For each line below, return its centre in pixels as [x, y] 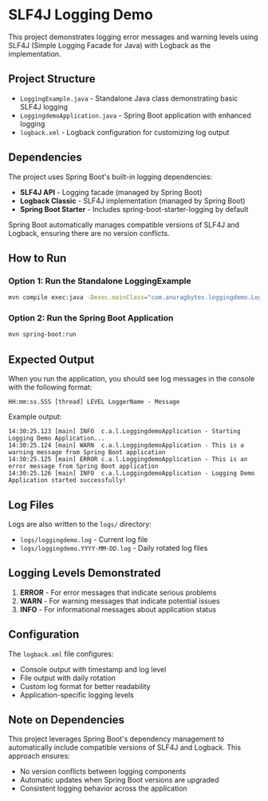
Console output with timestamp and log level [93, 669]
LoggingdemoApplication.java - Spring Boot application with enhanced [135, 115]
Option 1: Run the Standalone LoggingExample [100, 281]
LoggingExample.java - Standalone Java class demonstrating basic [129, 98]
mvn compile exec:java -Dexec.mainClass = [78, 297]
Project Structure [52, 79]
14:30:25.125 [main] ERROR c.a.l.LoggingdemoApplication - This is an [128, 460]
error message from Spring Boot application [83, 466]
